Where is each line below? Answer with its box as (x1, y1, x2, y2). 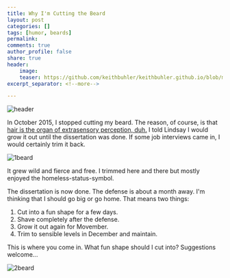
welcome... (7, 251, 38, 259)
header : (7, 61, 29, 68)
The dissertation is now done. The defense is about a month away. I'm (7, 187, 205, 196)
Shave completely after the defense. (16, 216, 120, 224)
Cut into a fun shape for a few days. (16, 208, 118, 216)
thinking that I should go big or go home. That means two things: (7, 195, 190, 203)
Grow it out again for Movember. (16, 222, 109, 231)
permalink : (7, 36, 38, 43)
